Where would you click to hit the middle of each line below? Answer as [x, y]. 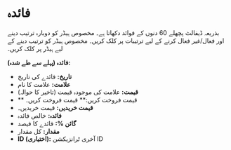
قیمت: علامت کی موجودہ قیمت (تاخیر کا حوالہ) [78, 92]
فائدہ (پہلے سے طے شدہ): [39, 62]
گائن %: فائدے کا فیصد [47, 123]
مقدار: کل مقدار [38, 131]
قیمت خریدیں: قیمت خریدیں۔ [55, 107]
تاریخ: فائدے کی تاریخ [45, 76]
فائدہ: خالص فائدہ [39, 115]
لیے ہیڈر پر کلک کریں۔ [35, 48]
